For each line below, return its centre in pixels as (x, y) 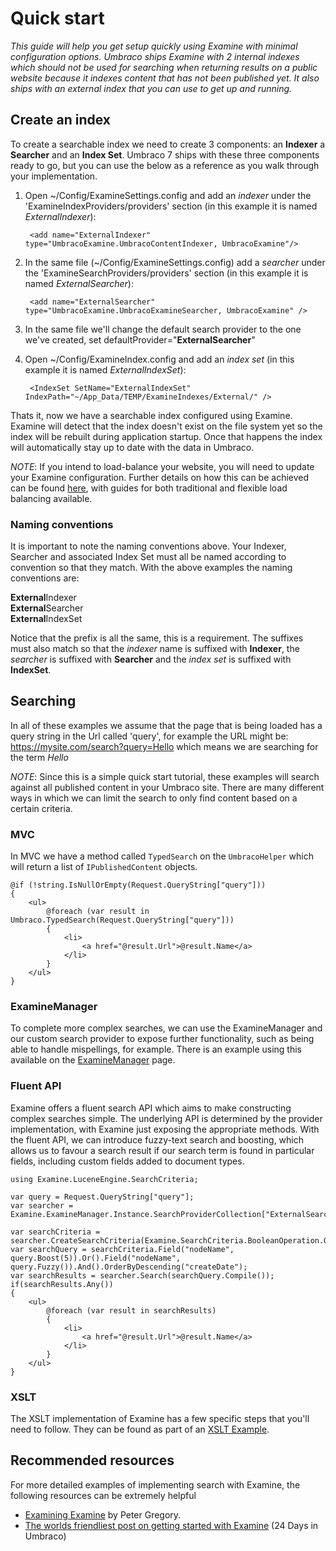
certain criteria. (41, 808)
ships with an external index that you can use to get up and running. (151, 88)
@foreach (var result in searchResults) (131, 1310)
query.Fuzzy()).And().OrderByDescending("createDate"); (129, 1267)
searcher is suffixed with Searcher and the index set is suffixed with (151, 659)
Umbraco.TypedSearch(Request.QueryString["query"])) (122, 920)
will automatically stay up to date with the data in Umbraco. (132, 447)
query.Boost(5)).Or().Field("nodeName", (96, 1258)
